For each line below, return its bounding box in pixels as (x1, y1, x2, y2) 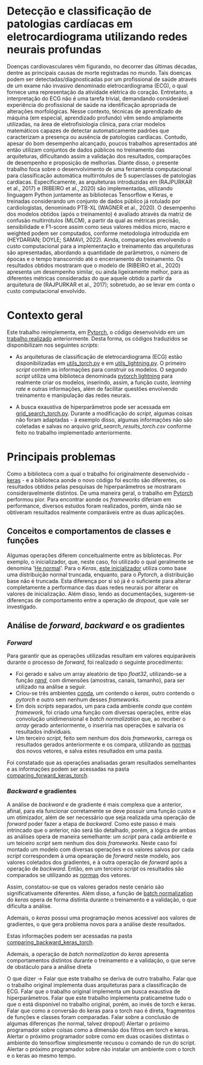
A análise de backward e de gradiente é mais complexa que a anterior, (7, 800, 183, 808)
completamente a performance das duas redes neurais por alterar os (7, 584, 179, 591)
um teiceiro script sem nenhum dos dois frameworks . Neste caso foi (7, 839, 177, 846)
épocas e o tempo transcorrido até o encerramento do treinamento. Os (7, 255, 184, 262)
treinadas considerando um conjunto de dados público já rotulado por (7, 198, 181, 205)
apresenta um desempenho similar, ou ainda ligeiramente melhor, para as (7, 268, 190, 275)
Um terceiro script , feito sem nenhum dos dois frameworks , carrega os (15, 735, 193, 742)
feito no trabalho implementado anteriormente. (15, 429, 132, 436)
